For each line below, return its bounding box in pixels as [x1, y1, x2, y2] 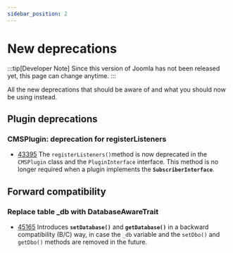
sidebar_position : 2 [7, 10, 68, 18]
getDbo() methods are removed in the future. [17, 237, 148, 246]
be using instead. [7, 92, 58, 101]
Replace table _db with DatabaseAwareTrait [7, 206, 159, 216]
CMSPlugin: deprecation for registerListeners [7, 134, 167, 144]
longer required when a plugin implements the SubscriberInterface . [17, 165, 215, 173]
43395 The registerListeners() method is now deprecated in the [17, 150, 208, 159]
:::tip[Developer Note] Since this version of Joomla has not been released [7, 64, 220, 73]
